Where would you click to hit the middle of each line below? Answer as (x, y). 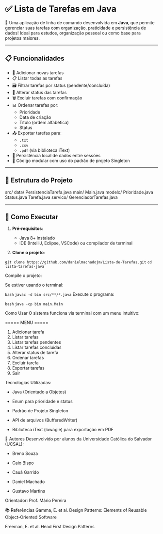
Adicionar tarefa (28, 332)
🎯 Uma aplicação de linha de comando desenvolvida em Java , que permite (80, 22)
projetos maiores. (23, 38)
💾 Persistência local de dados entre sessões (56, 155)
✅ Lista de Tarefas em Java (61, 9)
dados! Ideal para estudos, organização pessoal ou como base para (73, 33)
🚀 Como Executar (32, 217)
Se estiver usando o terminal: (34, 285)
